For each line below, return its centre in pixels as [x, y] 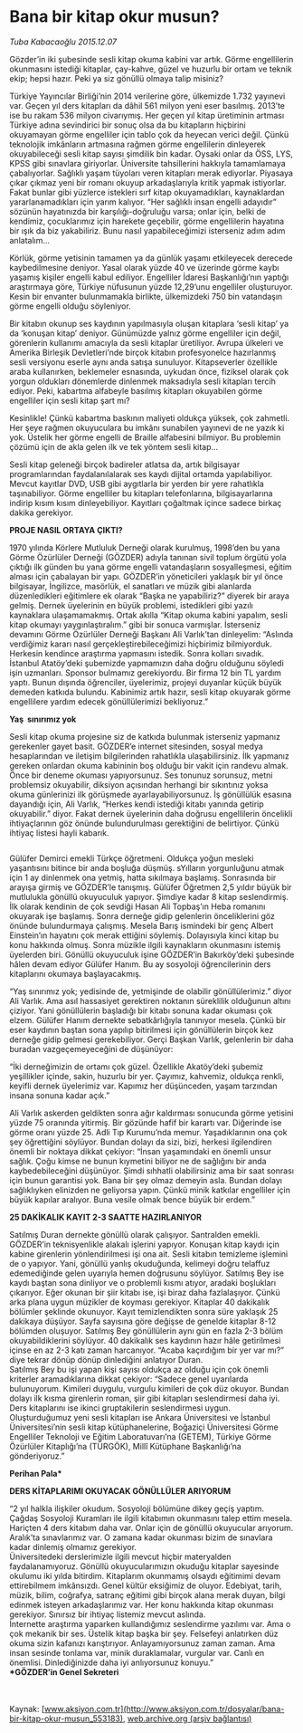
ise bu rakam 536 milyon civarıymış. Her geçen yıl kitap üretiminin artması [147, 115]
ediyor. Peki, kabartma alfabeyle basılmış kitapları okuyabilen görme [136, 390]
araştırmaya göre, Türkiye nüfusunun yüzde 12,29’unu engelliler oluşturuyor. [151, 286]
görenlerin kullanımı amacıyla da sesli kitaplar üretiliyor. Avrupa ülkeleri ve [147, 342]
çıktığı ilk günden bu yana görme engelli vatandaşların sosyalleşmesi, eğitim [151, 567]
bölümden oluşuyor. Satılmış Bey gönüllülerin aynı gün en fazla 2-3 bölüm [146, 1331]
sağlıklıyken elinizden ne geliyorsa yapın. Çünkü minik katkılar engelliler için [150, 1190]
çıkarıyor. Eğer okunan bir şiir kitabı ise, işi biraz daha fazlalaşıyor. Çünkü [145, 1292]
